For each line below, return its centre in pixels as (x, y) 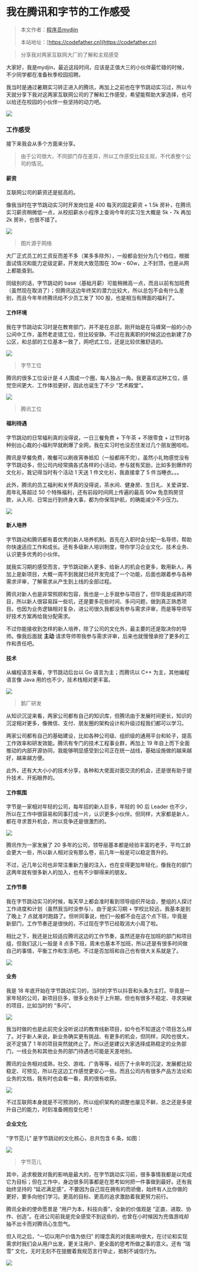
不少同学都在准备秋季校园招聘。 (45, 74)
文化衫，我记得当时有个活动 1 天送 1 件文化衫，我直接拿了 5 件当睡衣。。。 (94, 472)
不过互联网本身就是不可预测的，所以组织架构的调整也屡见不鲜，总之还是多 (96, 1102)
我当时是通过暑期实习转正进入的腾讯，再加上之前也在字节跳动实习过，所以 (96, 87)
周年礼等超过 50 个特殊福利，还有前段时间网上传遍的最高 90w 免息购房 (92, 492)
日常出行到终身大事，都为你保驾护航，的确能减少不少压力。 (109, 499)
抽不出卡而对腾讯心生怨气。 (40, 1224)
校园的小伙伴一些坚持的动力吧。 (65, 102)
